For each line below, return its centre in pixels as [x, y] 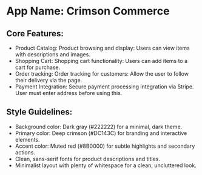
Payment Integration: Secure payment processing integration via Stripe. [104, 87]
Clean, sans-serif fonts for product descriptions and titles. [88, 159]
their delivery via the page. [49, 80]
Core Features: [35, 34]
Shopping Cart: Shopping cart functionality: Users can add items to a [101, 61]
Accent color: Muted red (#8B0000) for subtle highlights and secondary [105, 146]
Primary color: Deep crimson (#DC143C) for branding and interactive [101, 133]
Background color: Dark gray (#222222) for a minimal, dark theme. [99, 127]
